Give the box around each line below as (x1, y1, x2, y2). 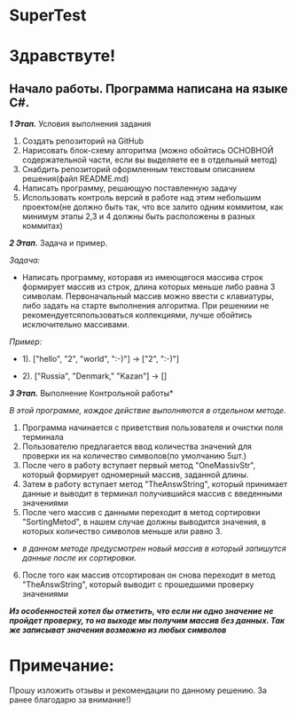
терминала (21, 432, 64, 443)
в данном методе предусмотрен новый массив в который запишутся (21, 543, 286, 554)
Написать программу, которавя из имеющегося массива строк (21, 272, 263, 283)
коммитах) (21, 221, 64, 231)
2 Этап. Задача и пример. (9, 238, 108, 248)
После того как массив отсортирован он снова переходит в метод (21, 569, 276, 581)
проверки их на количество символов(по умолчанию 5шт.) (21, 451, 246, 461)
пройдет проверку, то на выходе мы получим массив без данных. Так (9, 616, 285, 626)
